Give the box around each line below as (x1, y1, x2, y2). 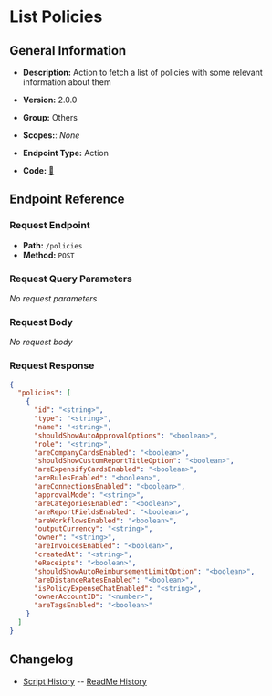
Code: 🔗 (22, 165, 55, 175)
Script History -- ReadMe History (22, 676, 148, 687)
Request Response (9, 359, 95, 372)
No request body (9, 336, 73, 348)
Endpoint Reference (9, 192, 125, 207)
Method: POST (22, 249, 75, 260)
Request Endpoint (9, 219, 90, 232)
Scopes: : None (22, 130, 80, 141)
